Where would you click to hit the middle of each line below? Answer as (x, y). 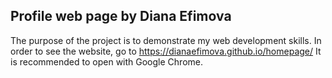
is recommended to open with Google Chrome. (106, 61)
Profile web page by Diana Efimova (121, 16)
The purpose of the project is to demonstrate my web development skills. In (166, 40)
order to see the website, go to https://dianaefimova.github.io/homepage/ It (166, 51)
